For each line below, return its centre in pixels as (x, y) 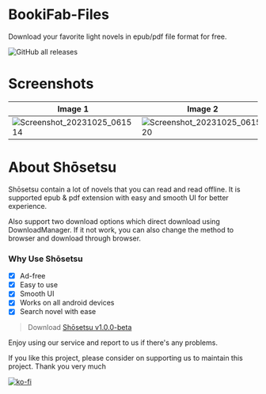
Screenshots (51, 84)
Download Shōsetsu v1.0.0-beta (80, 328)
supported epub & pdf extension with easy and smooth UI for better (119, 197)
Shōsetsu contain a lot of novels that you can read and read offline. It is (124, 189)
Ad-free (32, 276)
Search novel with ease (58, 312)
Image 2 (203, 108)
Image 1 (73, 108)
